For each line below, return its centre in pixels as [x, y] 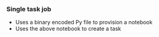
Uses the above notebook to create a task [68, 29]
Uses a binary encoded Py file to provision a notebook [84, 22]
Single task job [29, 9]
